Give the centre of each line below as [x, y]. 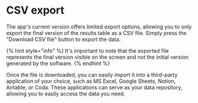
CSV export [35, 10]
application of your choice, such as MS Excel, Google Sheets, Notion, [91, 81]
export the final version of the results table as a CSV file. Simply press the [97, 33]
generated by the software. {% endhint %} [58, 63]
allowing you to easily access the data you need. [66, 94]
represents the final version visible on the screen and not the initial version [98, 57]
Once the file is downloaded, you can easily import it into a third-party [92, 75]
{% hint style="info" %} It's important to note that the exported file [88, 50]
